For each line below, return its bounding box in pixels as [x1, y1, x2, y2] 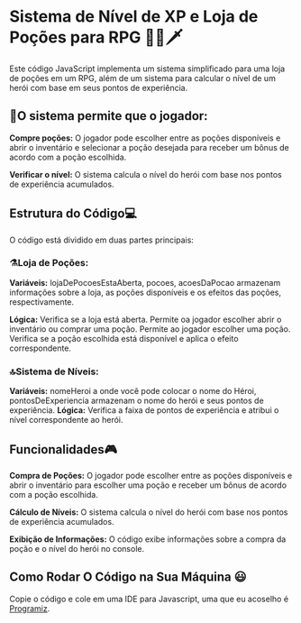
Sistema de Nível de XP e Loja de [9, 6, 259, 27]
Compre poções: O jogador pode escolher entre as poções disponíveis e [9, 133, 281, 143]
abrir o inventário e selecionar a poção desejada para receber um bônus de [9, 142, 290, 152]
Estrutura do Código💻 [9, 206, 138, 222]
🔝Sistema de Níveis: [9, 365, 99, 378]
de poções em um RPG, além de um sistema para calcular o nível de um [9, 72, 277, 83]
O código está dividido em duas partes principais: [9, 234, 194, 245]
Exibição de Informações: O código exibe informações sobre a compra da [9, 534, 287, 545]
